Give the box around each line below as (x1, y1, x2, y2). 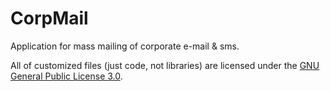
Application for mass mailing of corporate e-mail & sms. (10, 40, 240, 52)
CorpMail (10, 7, 89, 30)
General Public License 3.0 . (10, 70, 123, 82)
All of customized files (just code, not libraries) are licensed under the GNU (10, 59, 320, 71)
